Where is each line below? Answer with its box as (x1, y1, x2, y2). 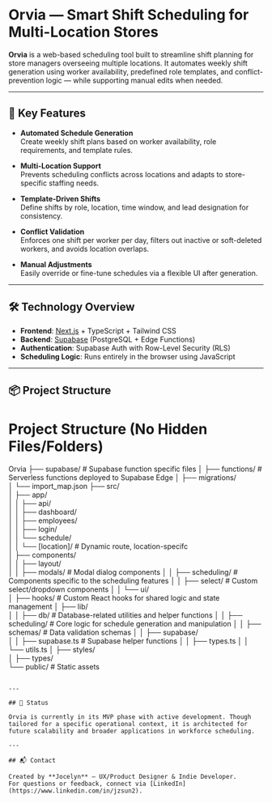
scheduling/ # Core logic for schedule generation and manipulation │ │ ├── (8, 618, 261, 628)
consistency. (19, 210, 63, 220)
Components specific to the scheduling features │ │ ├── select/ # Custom (8, 576, 258, 585)
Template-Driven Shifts (19, 193, 101, 203)
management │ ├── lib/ (8, 601, 89, 611)
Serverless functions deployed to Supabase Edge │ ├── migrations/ (8, 472, 237, 482)
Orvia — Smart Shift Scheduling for (8, 6, 249, 24)
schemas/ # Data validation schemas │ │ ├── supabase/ (8, 627, 198, 637)
